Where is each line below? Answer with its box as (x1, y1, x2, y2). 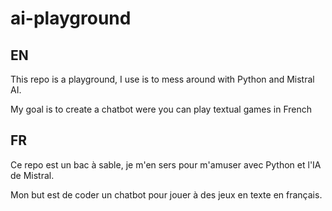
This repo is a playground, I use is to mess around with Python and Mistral (10, 73, 315, 85)
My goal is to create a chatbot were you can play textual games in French (10, 103, 313, 115)
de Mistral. (10, 169, 55, 181)
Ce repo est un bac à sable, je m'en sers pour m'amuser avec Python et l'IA (10, 158, 322, 171)
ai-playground (10, 7, 132, 30)
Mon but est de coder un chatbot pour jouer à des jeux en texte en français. (10, 188, 323, 201)
